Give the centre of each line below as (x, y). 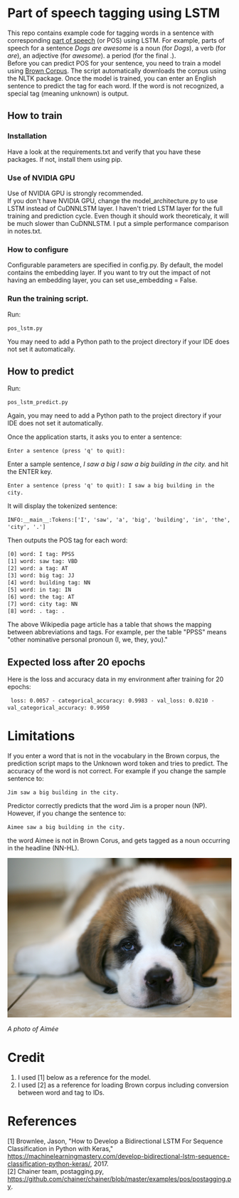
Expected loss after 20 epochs (76, 662)
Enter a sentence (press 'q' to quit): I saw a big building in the (111, 486)
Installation (27, 136)
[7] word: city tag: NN (43, 604)
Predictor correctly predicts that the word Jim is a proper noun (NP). (107, 806)
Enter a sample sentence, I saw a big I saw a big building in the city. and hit (118, 464)
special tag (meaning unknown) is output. (68, 93)
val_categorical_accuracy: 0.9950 (59, 708)
